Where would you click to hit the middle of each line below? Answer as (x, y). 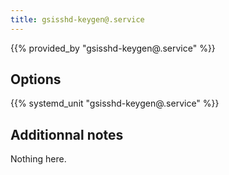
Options (36, 79)
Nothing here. (38, 159)
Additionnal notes (67, 134)
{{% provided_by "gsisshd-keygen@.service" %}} (113, 48)
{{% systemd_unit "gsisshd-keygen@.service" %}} (115, 103)
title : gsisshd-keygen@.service (77, 19)
